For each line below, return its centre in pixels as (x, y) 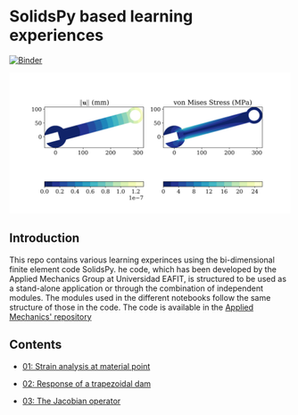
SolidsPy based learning (101, 17)
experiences (57, 35)
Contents (36, 345)
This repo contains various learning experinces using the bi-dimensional (142, 260)
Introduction (45, 238)
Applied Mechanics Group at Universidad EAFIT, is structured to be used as (148, 278)
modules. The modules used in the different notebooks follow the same (140, 297)
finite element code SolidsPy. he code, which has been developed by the (143, 269)
